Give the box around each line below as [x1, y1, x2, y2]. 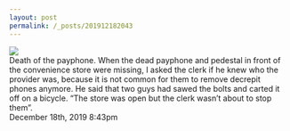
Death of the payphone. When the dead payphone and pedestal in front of [9, 54, 281, 65]
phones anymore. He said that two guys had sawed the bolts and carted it [9, 83, 280, 94]
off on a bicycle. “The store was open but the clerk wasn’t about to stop [9, 93, 272, 103]
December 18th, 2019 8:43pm [9, 111, 118, 122]
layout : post [9, 12, 58, 22]
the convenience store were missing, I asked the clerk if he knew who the [9, 64, 278, 75]
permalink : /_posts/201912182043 [9, 21, 133, 30]
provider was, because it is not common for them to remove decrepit [9, 73, 261, 85]
